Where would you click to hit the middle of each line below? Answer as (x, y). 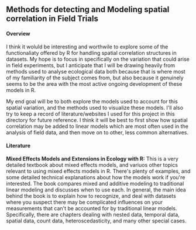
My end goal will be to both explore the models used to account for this (92, 101)
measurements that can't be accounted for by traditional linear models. (92, 208)
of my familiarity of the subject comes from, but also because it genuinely (95, 78)
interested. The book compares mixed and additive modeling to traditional (95, 183)
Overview (18, 33)
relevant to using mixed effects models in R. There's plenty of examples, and (98, 171)
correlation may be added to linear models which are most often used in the (97, 126)
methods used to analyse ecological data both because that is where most (96, 71)
